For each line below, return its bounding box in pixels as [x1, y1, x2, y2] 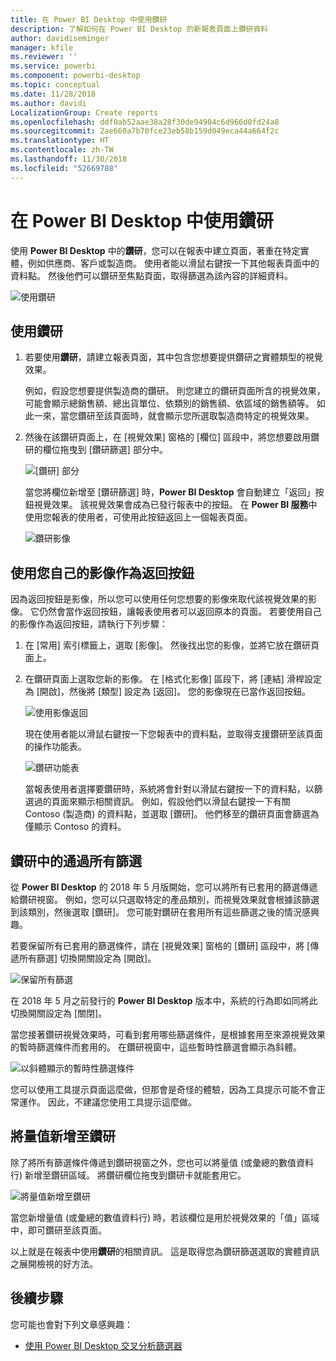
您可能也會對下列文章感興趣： [10, 1318, 133, 1330]
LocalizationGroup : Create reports [10, 107, 159, 118]
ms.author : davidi [10, 98, 87, 108]
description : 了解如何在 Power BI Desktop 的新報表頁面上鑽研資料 [10, 24, 269, 34]
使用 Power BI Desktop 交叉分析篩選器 [24, 1339, 183, 1351]
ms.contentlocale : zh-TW [10, 145, 114, 155]
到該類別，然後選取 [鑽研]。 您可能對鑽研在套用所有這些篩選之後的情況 [10, 906, 303, 918]
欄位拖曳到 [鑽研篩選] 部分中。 [42, 444, 168, 456]
